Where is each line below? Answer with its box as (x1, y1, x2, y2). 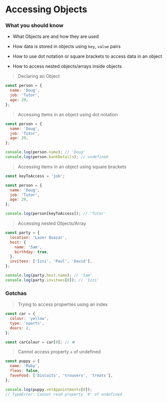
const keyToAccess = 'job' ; (5, 173, 65, 179)
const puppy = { (5, 358, 40, 364)
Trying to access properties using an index (17, 301, 108, 308)
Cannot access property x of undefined (17, 349, 101, 355)
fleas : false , (10, 368, 40, 373)
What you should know (5, 22, 64, 29)
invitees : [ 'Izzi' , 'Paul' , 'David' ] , (10, 259, 93, 264)
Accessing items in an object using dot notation (17, 111, 118, 117)
